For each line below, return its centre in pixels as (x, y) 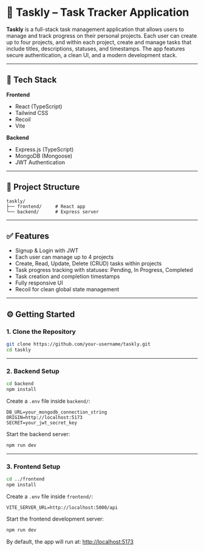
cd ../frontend (25, 479)
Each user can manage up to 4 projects (64, 257)
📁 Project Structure (43, 187)
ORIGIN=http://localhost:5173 (45, 417)
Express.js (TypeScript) (44, 149)
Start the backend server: (38, 434)
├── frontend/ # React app (46, 206)
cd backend (20, 384)
